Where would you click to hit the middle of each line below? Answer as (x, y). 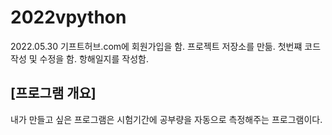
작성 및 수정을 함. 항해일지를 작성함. (79, 58)
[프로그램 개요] (53, 93)
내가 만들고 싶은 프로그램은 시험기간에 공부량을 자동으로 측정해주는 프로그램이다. (166, 119)
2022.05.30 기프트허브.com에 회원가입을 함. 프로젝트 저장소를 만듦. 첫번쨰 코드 (166, 46)
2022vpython (68, 17)
